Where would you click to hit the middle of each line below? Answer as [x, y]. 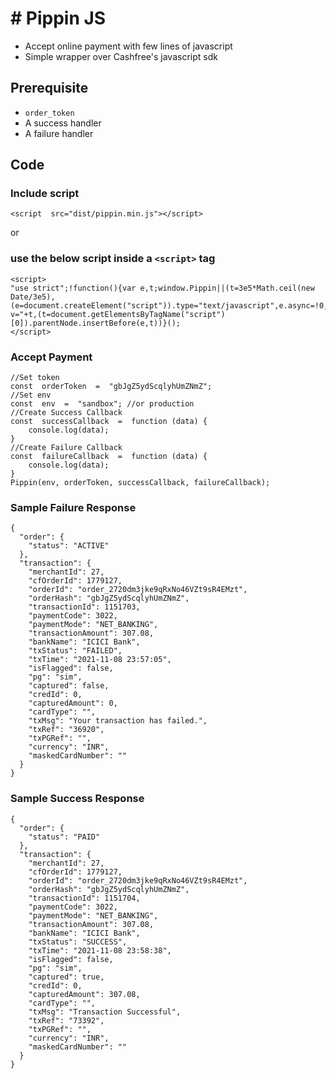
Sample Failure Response [73, 507]
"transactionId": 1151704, [84, 898]
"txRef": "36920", [66, 730]
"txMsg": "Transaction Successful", [105, 1012]
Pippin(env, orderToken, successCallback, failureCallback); [140, 483]
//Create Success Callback [66, 413]
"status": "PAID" [64, 837]
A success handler [63, 123]
